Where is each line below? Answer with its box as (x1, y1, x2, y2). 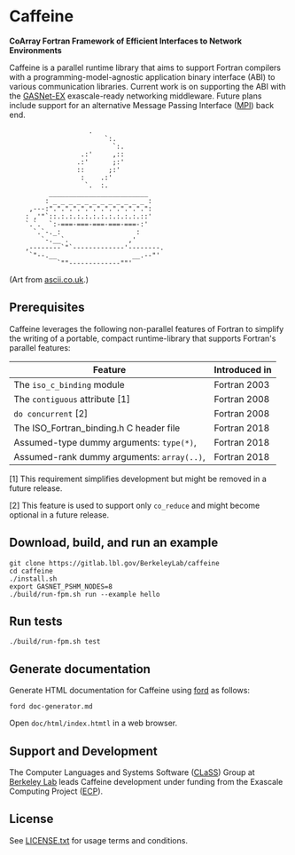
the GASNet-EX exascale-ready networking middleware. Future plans (9, 91, 262, 101)
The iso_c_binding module (13, 378, 126, 391)
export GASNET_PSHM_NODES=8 (9, 582, 113, 591)
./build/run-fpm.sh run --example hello (9, 590, 161, 598)
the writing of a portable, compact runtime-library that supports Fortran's (9, 333, 276, 344)
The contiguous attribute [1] (13, 392, 130, 405)
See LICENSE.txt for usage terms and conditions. (9, 835, 189, 845)
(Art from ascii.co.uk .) (9, 273, 89, 285)
